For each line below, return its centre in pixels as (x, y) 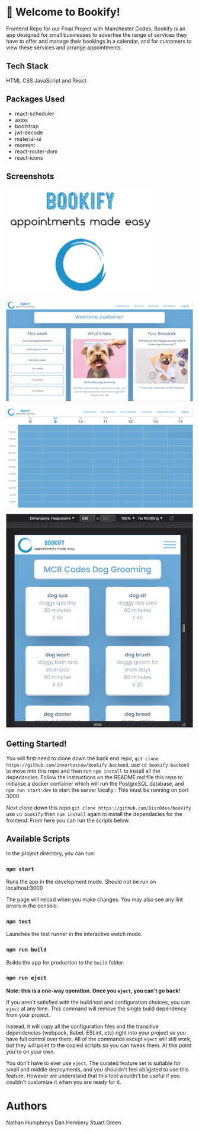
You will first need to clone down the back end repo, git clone (82, 758)
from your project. (28, 1014)
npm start (20, 869)
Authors (27, 1106)
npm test (19, 921)
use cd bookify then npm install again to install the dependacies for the (94, 814)
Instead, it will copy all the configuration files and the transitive (82, 1026)
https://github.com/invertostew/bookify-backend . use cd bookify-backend (98, 764)
